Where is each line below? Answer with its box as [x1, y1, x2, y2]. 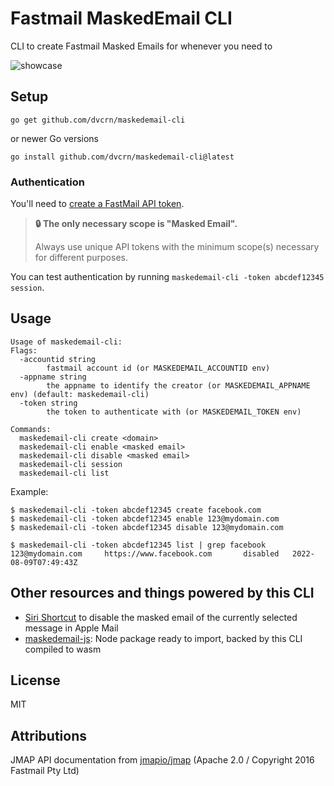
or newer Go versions [10, 132, 99, 144]
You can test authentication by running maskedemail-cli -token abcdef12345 [10, 271, 325, 283]
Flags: [10, 345, 38, 356]
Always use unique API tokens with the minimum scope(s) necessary [34, 241, 320, 253]
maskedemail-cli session [19, 459, 123, 469]
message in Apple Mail [24, 622, 119, 634]
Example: [10, 485, 49, 497]
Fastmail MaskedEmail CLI [10, 7, 233, 30]
